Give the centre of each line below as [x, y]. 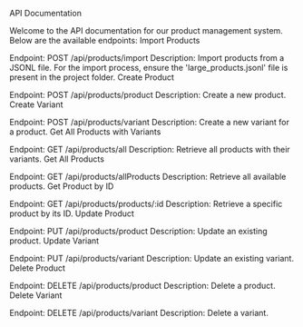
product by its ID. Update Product [72, 213]
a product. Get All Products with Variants [85, 132]
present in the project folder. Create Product [92, 77]
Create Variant [36, 104]
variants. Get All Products [57, 159]
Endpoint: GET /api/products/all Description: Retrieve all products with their [150, 149]
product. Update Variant [54, 241]
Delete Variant [36, 295]
